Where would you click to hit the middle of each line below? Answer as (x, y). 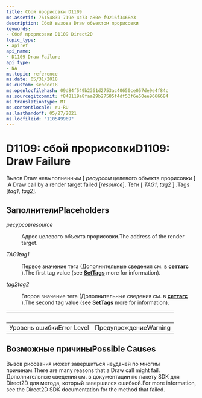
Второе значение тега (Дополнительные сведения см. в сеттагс (105, 296)
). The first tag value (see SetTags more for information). (91, 272)
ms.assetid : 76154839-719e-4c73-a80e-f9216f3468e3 (71, 18)
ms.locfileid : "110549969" (40, 119)
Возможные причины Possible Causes (81, 349)
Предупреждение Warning (133, 328)
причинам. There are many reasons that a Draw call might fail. (83, 370)
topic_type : (21, 40)
